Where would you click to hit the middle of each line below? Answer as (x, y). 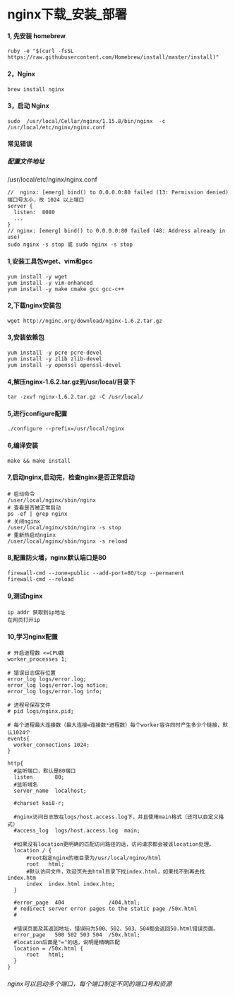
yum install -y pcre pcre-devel (55, 353)
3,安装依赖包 (26, 337)
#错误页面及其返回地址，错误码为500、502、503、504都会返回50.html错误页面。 (116, 929)
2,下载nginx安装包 (34, 305)
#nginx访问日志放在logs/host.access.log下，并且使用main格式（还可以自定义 (116, 817)
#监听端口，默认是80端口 (45, 771)
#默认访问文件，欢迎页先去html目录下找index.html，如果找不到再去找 (115, 872)
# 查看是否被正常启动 (34, 507)
